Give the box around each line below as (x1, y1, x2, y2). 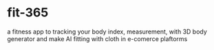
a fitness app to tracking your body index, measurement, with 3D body (7, 27, 208, 36)
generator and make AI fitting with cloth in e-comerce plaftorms (7, 34, 188, 42)
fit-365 (7, 5, 49, 21)
